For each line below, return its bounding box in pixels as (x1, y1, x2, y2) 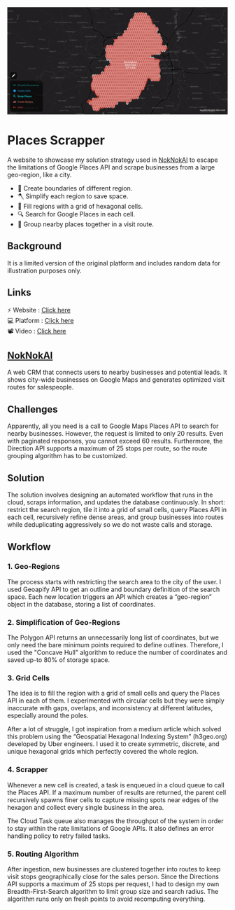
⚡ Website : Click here (7, 305, 71, 314)
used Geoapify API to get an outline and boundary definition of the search (7, 585, 220, 593)
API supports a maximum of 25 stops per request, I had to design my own (7, 879, 220, 888)
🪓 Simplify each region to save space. (17, 192, 129, 200)
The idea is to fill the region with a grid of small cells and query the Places (7, 689, 220, 698)
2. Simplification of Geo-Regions (7, 617, 120, 627)
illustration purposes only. (7, 266, 82, 275)
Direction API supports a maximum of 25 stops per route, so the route (7, 444, 208, 453)
